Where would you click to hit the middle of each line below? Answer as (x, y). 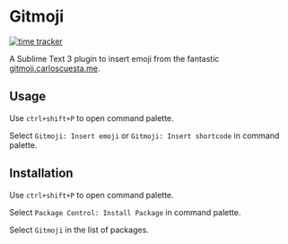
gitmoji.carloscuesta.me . (55, 68)
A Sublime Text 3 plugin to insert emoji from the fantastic (114, 58)
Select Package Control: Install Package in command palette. (125, 212)
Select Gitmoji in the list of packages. (79, 230)
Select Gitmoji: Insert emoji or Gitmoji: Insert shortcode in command (144, 135)
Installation (41, 174)
